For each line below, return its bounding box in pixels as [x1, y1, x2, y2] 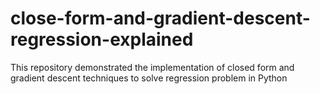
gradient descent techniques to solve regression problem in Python [10, 72, 288, 84]
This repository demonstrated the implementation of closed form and [10, 61, 295, 73]
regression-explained [10, 28, 194, 51]
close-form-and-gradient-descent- [10, 7, 311, 30]
